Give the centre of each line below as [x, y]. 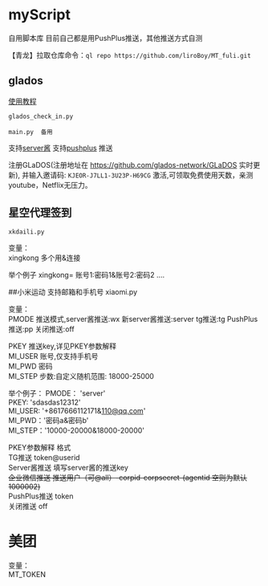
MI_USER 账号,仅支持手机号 [53, 356]
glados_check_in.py [41, 116]
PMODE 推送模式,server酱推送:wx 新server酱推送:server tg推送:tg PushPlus [133, 319]
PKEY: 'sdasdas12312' [45, 402]
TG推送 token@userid [44, 457]
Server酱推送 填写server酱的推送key [68, 467]
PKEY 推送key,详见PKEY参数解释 [63, 346]
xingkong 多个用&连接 [45, 258]
